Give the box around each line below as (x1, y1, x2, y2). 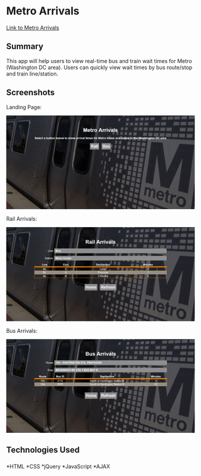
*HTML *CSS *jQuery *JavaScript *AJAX (6, 463, 111, 470)
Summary (6, 41, 44, 52)
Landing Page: (6, 103, 42, 110)
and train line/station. (6, 70, 59, 77)
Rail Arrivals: (6, 215, 37, 222)
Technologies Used (6, 445, 80, 455)
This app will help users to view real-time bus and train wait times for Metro (6, 57, 193, 64)
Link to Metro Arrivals (6, 24, 60, 31)
